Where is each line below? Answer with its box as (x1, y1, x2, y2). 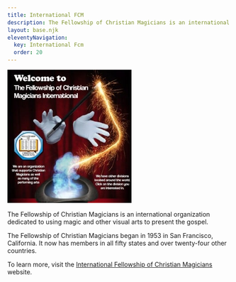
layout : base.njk (7, 26, 59, 33)
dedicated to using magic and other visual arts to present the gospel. (7, 217, 209, 226)
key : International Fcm (13, 41, 84, 49)
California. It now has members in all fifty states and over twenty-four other (7, 239, 227, 247)
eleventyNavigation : (7, 34, 69, 41)
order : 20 (13, 49, 43, 56)
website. (7, 268, 33, 276)
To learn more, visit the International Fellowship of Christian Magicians (7, 260, 213, 269)
